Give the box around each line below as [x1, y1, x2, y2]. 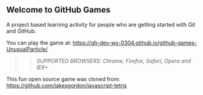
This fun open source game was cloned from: [6, 75, 120, 82]
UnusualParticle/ [6, 45, 48, 53]
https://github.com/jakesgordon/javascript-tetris [6, 82, 128, 89]
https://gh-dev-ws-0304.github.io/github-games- [72, 39, 198, 46]
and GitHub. [6, 27, 36, 34]
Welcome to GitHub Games [6, 5, 111, 15]
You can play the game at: [6, 39, 72, 46]
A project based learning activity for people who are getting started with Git [6, 21, 196, 28]
